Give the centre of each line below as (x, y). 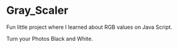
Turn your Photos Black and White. (50, 38)
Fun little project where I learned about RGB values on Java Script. (89, 27)
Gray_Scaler (37, 10)
